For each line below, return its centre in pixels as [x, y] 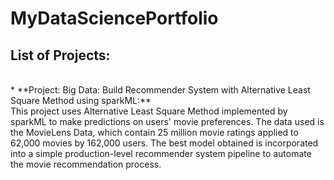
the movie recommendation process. [86, 164]
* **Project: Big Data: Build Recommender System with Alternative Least [160, 90]
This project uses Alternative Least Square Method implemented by [149, 111]
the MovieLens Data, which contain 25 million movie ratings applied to [154, 132]
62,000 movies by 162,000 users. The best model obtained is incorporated [164, 143]
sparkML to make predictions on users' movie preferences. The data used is [167, 121]
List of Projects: [60, 55]
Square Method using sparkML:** [81, 100]
